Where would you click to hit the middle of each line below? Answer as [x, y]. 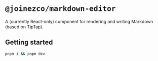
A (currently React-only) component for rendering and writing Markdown [79, 21]
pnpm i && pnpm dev [25, 54]
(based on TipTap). [24, 27]
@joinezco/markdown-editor [60, 9]
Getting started [29, 42]
